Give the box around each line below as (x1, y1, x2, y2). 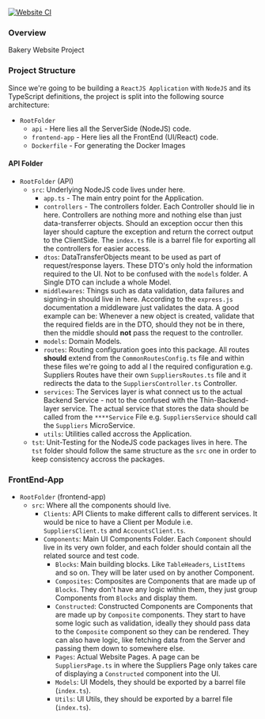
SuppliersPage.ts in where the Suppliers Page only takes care (55, 660, 258, 670)
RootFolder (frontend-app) (19, 492, 107, 502)
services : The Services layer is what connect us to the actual (43, 387, 243, 396)
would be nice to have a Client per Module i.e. (43, 518, 193, 527)
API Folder (8, 159, 44, 168)
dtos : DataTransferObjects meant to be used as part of (43, 252, 221, 262)
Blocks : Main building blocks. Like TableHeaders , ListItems (55, 560, 246, 569)
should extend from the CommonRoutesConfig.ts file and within (43, 353, 245, 362)
